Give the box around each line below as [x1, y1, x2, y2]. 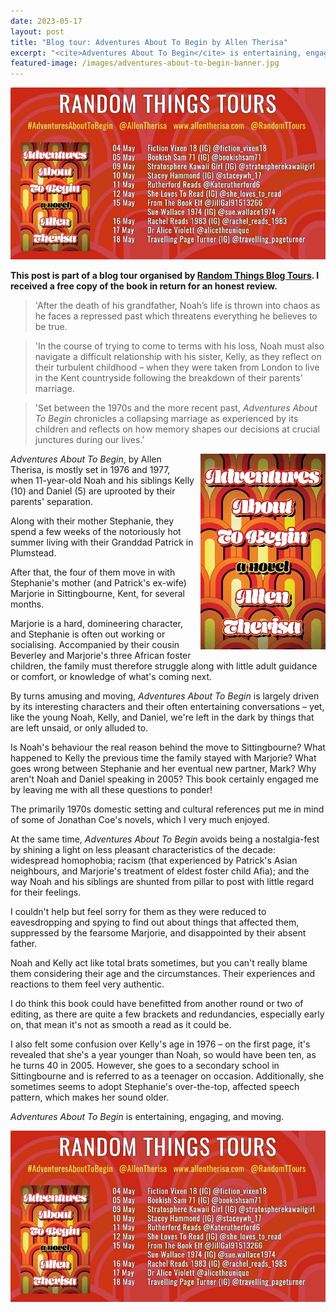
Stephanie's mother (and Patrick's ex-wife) [10, 576, 187, 589]
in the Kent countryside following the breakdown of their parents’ [34, 371, 303, 384]
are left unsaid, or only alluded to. [10, 721, 149, 734]
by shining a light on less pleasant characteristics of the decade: [10, 843, 276, 855]
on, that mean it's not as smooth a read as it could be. [10, 1018, 232, 1030]
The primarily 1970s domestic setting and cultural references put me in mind [10, 803, 325, 815]
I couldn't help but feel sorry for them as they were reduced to [10, 905, 267, 917]
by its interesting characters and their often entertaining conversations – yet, [10, 700, 325, 712]
